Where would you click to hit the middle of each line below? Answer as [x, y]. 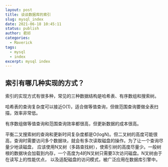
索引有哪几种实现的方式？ [45, 83]
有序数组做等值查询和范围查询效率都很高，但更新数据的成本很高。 [73, 124]
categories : [18, 38]
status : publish [22, 29]
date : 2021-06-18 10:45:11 [33, 24]
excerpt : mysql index [28, 61]
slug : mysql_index [24, 19]
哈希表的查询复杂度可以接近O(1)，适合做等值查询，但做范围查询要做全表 [80, 107]
